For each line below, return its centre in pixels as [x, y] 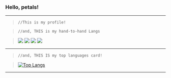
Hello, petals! [22, 7]
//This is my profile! [42, 22]
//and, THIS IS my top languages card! [60, 56]
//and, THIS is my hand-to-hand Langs [59, 32]
